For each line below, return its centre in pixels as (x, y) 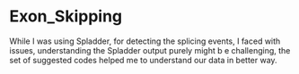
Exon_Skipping (66, 16)
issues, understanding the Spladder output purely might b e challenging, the (150, 50)
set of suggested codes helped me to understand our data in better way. (143, 60)
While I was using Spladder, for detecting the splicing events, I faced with (145, 41)
